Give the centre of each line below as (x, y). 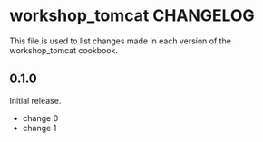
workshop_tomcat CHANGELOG (132, 16)
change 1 (39, 128)
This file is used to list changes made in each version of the (120, 41)
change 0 (40, 118)
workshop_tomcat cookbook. (63, 50)
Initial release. (35, 100)
